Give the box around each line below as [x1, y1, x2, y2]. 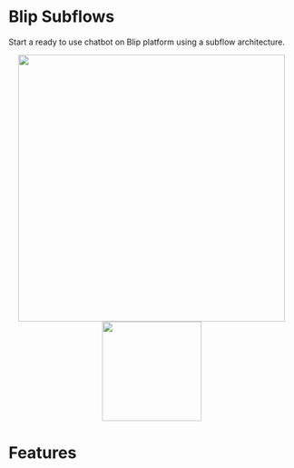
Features [8, 443, 77, 463]
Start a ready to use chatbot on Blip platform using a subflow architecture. [8, 36, 285, 47]
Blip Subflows [8, 6, 115, 27]
